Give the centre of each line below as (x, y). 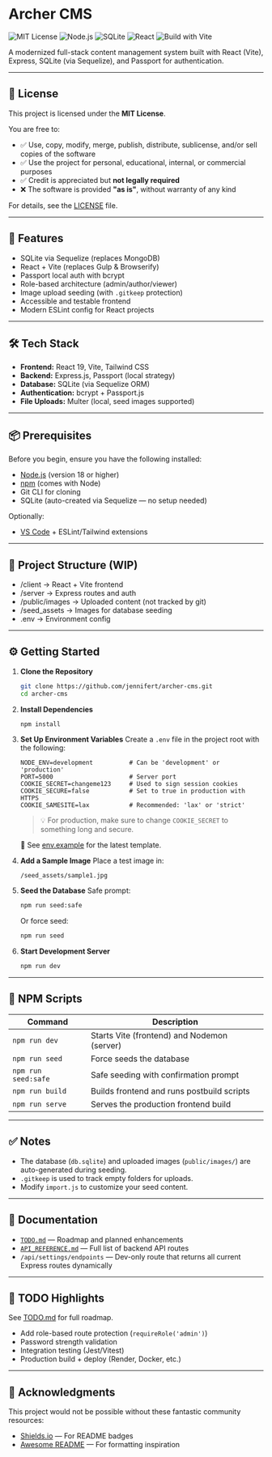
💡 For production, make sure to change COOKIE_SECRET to (134, 820)
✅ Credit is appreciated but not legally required (100, 180)
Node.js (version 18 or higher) (70, 475)
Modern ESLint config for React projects (87, 309)
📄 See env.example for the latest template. (91, 845)
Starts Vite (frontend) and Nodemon (159, 1035)
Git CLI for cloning (50, 492)
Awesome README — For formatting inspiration (100, 1445)
